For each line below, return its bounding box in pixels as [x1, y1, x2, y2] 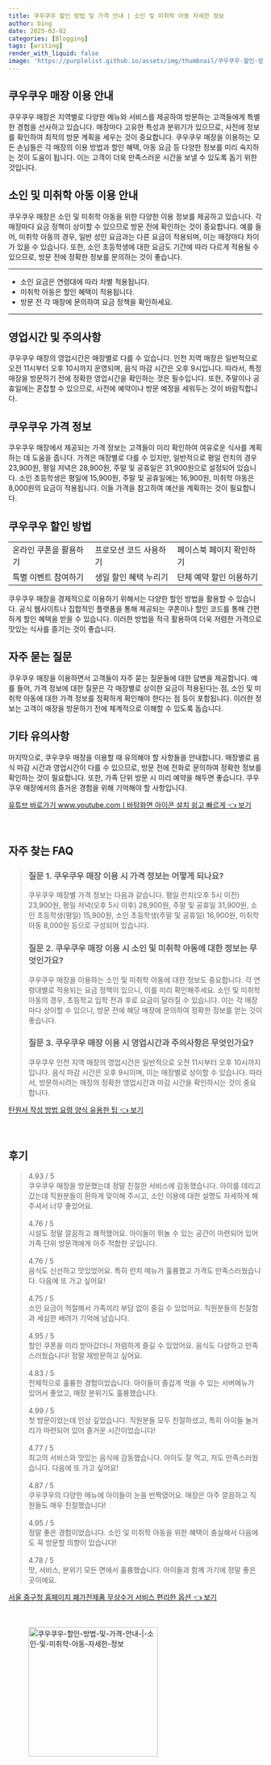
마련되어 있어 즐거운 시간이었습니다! [43, 1425, 156, 1435]
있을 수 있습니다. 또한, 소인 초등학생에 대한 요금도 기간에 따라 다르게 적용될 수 [16, 242, 260, 252]
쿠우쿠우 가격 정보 [8, 420, 92, 434]
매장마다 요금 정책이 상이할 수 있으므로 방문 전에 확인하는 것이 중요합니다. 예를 [8, 222, 254, 231]
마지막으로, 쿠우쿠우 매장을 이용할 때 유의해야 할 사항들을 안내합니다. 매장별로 [8, 752, 252, 762]
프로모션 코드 [94, 544, 142, 555]
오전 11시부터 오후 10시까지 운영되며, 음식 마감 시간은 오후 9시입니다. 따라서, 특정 [8, 363, 262, 373]
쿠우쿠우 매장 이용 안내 [8, 89, 115, 103]
